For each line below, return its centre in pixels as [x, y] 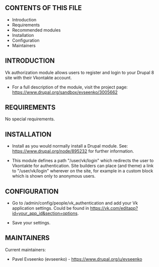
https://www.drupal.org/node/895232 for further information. [73, 151]
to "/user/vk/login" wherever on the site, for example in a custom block [82, 171]
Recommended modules [36, 30]
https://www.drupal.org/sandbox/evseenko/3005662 [65, 92]
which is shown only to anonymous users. [54, 176]
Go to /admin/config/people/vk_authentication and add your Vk [75, 203]
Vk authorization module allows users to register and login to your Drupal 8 [79, 72]
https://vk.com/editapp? [114, 208]
